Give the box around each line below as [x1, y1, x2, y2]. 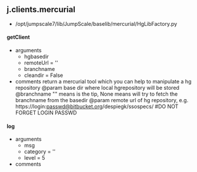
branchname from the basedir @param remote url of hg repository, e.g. [15, 97, 189, 104]
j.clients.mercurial [6, 5, 75, 15]
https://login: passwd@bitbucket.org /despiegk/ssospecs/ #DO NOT [15, 103, 179, 110]
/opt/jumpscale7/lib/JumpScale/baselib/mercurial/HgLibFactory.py [15, 20, 178, 27]
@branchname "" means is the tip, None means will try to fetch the [15, 90, 178, 97]
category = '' [24, 148, 56, 155]
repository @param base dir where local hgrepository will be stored [15, 85, 179, 92]
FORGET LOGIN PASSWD [15, 109, 77, 116]
